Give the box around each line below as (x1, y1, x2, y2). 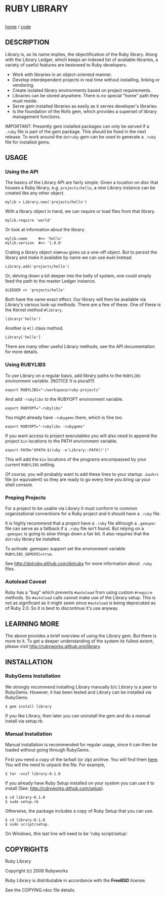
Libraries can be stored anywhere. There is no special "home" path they (12, 92, 159, 98)
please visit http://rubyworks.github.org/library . (5, 643, 101, 649)
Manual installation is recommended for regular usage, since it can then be (5, 742, 157, 748)
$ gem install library (5, 704, 52, 709)
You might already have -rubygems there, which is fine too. (5, 414, 124, 420)
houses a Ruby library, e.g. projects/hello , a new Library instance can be (5, 185, 156, 191)
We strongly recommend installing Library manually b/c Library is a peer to (5, 684, 157, 690)
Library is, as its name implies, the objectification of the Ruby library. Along (5, 51, 158, 57)
